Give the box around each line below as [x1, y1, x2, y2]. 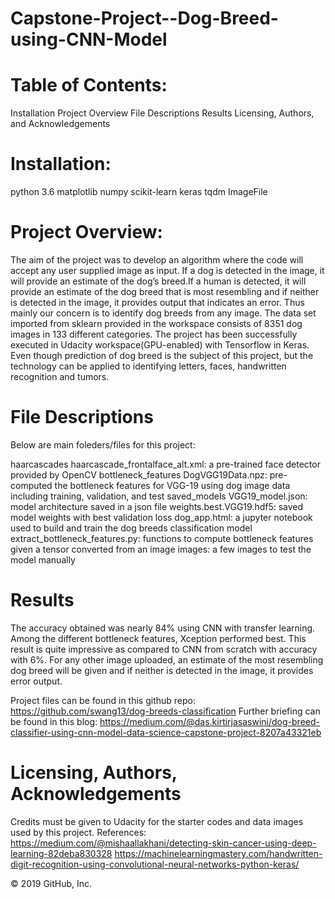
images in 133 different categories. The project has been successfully [10, 328, 298, 340]
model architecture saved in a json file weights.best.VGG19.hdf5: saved [10, 500, 304, 512]
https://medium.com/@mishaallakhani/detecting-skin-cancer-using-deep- [10, 837, 317, 849]
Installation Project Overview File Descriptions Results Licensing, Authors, [10, 107, 315, 119]
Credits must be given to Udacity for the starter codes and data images [10, 815, 304, 827]
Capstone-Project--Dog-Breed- [10, 7, 279, 30]
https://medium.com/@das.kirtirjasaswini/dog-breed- [99, 715, 320, 727]
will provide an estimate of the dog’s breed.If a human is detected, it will [10, 275, 307, 287]
